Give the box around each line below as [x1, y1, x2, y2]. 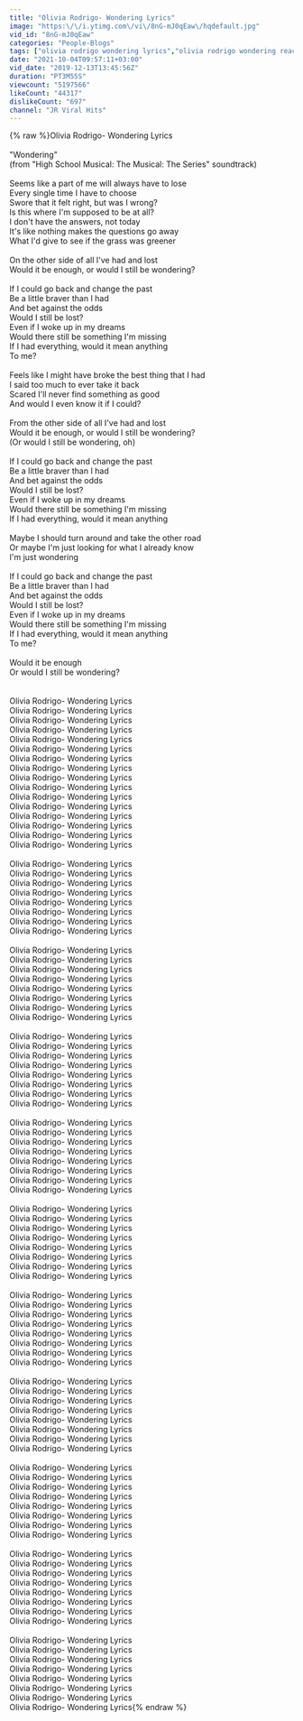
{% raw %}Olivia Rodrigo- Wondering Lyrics [9, 130, 173, 141]
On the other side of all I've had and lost [9, 254, 158, 266]
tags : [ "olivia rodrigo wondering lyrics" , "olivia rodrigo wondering [9, 47, 277, 56]
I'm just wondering [9, 552, 78, 563]
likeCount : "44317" [9, 88, 83, 97]
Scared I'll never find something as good [9, 389, 161, 400]
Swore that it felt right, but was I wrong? [9, 198, 158, 208]
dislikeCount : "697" [9, 97, 87, 106]
